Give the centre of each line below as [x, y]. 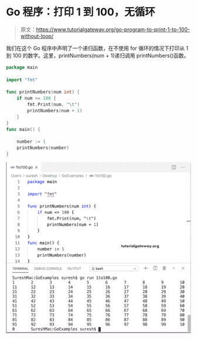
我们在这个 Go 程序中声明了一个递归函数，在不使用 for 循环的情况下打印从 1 [97, 48]
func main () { [23, 129]
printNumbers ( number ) [43, 148]
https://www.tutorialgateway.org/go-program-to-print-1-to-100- [113, 29]
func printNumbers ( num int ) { [43, 92]
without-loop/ [37, 36]
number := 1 [31, 142]
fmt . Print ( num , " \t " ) [54, 105]
